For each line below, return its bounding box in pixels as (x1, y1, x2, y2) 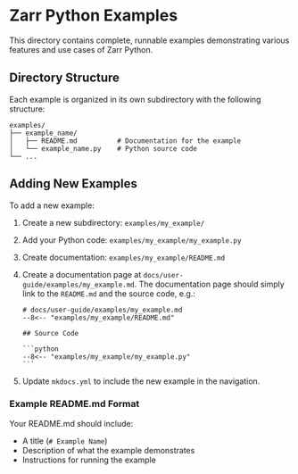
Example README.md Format (9, 398, 140, 411)
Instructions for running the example (21, 454, 156, 465)
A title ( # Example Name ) (21, 435, 108, 446)
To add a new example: (9, 200, 95, 211)
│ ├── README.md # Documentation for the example (9, 136, 242, 146)
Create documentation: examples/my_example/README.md (21, 252, 226, 262)
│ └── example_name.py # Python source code (9, 144, 198, 153)
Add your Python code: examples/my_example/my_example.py (21, 234, 242, 245)
